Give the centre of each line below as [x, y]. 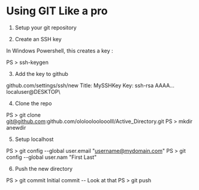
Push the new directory [44, 168]
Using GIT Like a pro [57, 11]
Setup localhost [34, 139]
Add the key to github [42, 73]
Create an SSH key [38, 39]
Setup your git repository [46, 27]
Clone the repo [33, 103]
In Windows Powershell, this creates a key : [60, 50]
